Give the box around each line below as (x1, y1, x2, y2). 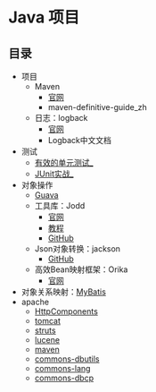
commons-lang (34, 363, 91, 373)
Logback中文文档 (47, 135, 112, 145)
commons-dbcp (34, 372, 94, 383)
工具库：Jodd (34, 200, 86, 210)
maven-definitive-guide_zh (47, 102, 148, 112)
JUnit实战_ (34, 168, 74, 179)
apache (21, 296, 50, 307)
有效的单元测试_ (34, 158, 94, 167)
